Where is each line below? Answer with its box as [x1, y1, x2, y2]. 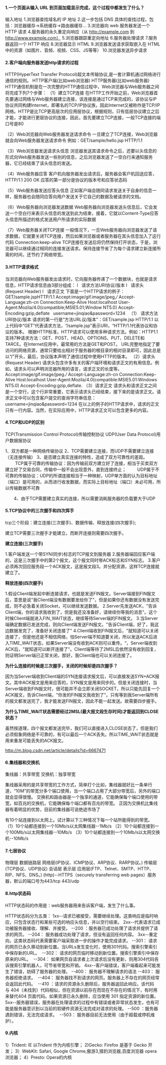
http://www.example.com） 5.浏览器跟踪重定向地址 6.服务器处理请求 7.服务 [5, 35, 158, 41]
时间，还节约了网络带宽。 [13, 252, 66, 258]
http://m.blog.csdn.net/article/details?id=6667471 [5, 747, 106, 753]
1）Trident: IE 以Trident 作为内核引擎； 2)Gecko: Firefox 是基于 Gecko [5, 1042, 147, 1048]
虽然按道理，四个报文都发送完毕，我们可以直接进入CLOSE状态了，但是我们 [5, 725, 158, 731]
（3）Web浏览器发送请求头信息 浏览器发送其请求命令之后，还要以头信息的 [5, 148, 157, 154]
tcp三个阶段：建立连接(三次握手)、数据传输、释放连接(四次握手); [5, 520, 136, 526]
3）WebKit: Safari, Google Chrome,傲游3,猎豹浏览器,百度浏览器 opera [14, 1048, 157, 1054]
